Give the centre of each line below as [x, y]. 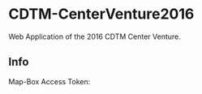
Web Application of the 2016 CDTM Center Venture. [95, 36]
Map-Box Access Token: [49, 81]
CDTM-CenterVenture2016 [101, 14]
